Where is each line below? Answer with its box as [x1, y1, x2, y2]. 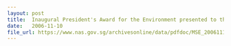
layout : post [7, 9, 45, 17]
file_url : [7, 28, 36, 36]
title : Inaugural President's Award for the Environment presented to [7, 16, 217, 23]
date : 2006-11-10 [7, 22, 63, 29]
